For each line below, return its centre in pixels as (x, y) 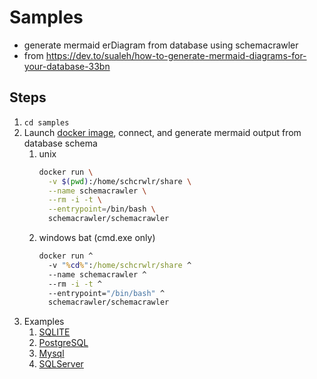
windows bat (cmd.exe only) (97, 237)
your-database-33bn (67, 66)
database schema (60, 143)
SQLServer (61, 364)
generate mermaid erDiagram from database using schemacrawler (161, 45)
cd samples (46, 122)
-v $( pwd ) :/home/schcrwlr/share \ (119, 181)
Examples (44, 322)
